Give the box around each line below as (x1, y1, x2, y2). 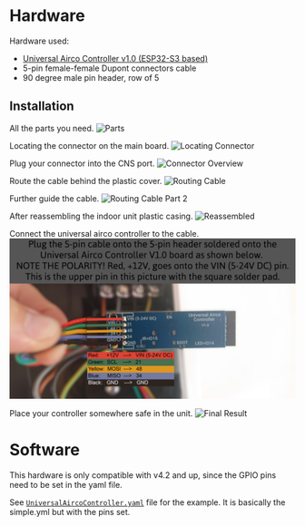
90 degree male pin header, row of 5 (22, 72, 160, 83)
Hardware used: (9, 35, 70, 46)
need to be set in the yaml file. (9, 480, 123, 491)
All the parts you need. (9, 122, 94, 133)
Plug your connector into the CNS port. (9, 158, 155, 169)
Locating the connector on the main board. (9, 140, 170, 151)
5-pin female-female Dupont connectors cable (22, 63, 197, 73)
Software (9, 440, 80, 461)
